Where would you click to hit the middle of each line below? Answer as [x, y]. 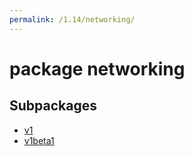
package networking [97, 68]
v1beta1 [39, 140]
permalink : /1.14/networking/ [72, 19]
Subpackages [53, 106]
